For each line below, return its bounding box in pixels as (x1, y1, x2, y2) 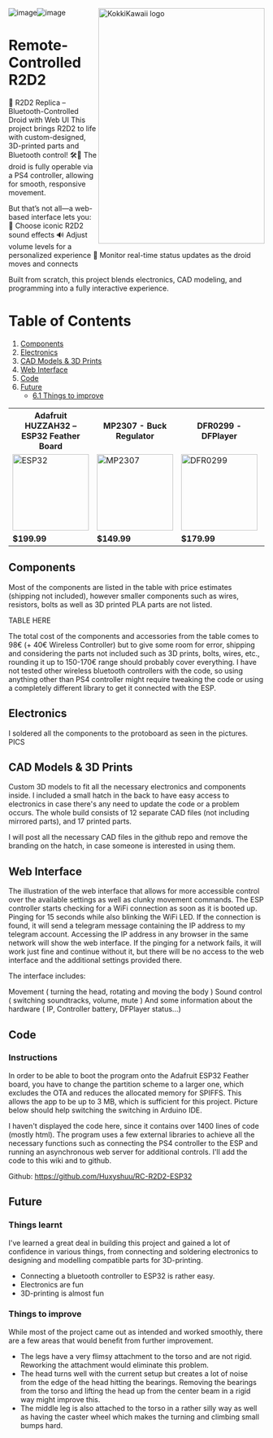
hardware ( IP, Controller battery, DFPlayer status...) (8, 1004, 181, 1014)
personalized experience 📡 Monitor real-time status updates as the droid (8, 250, 252, 260)
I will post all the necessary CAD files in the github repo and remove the (8, 833, 248, 842)
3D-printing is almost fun (19, 1288, 104, 1298)
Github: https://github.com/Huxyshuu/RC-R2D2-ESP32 (8, 1171, 193, 1181)
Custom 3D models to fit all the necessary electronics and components (8, 782, 246, 792)
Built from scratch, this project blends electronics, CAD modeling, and (8, 274, 242, 284)
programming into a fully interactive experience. (8, 283, 169, 293)
